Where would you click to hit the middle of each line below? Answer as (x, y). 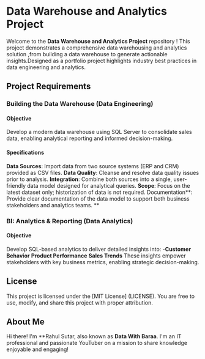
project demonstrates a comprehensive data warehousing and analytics (97, 48)
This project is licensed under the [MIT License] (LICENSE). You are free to (101, 296)
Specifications (25, 153)
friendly (16, 185)
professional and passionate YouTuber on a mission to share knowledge (97, 343)
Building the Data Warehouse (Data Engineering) (80, 104)
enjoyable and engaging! (38, 349)
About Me (25, 321)
